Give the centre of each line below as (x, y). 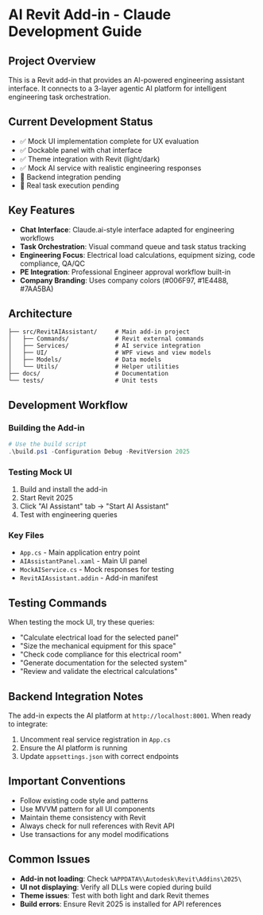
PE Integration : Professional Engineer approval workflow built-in (125, 271)
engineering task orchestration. (60, 97)
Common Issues (49, 860)
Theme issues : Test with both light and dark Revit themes (114, 895)
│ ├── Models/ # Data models (85, 360)
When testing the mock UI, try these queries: (81, 622)
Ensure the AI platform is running (73, 748)
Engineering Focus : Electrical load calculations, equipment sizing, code (137, 255)
